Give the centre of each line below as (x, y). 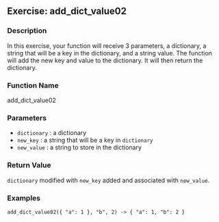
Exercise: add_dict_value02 (67, 11)
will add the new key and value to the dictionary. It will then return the (105, 60)
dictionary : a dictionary (52, 133)
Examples (24, 198)
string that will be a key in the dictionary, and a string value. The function (109, 53)
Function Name (33, 85)
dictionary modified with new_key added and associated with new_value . (108, 180)
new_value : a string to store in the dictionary (79, 147)
